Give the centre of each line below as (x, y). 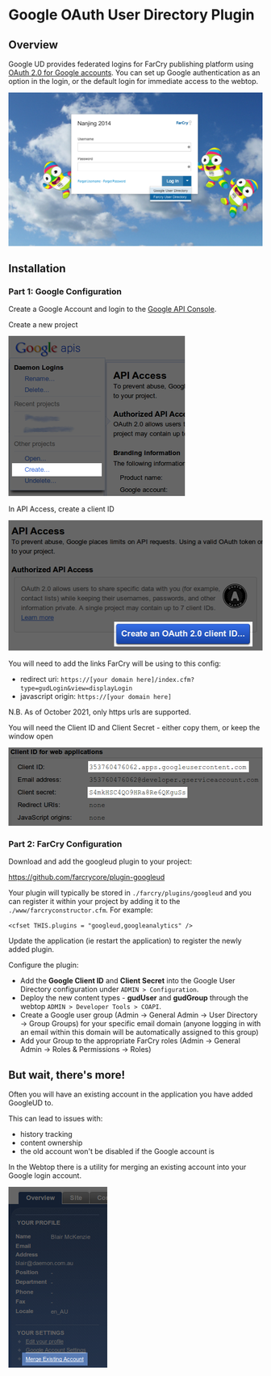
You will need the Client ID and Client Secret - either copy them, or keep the (134, 727)
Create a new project (43, 325)
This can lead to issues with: (56, 1118)
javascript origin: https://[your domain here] (96, 696)
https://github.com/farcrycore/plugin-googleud (87, 877)
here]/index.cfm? (166, 680)
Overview (33, 45)
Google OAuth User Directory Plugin (131, 15)
